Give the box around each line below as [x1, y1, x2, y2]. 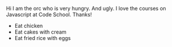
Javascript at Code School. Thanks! [6, 11, 92, 18]
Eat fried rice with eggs [14, 35, 71, 41]
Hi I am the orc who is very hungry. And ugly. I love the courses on [6, 5, 167, 12]
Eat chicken [14, 23, 43, 29]
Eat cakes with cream [14, 28, 67, 35]
